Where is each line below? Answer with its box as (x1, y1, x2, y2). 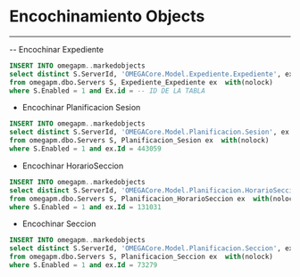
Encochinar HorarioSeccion (21, 160, 124, 171)
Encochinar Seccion (21, 218, 96, 229)
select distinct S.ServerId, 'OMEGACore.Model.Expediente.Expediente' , (9, 69, 281, 78)
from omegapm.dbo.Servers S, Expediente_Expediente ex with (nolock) (9, 77, 274, 86)
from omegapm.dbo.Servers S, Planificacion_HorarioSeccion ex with (9, 194, 270, 203)
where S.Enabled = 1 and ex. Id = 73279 (9, 261, 158, 270)
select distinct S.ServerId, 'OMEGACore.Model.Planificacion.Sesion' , (9, 127, 278, 137)
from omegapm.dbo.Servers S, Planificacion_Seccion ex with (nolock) (9, 252, 274, 262)
